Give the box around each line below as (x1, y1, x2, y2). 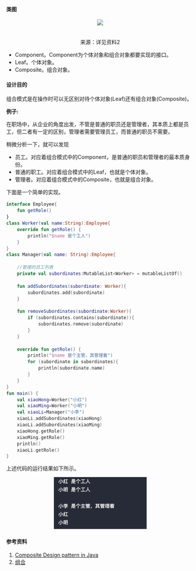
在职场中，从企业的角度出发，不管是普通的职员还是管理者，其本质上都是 (6, 121, 183, 128)
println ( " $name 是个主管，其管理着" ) (27, 352, 113, 358)
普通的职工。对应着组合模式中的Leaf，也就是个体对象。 (14, 168, 152, 176)
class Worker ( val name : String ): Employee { (6, 220, 111, 226)
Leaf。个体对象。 (14, 59, 58, 66)
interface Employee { (6, 201, 58, 207)
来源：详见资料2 (80, 39, 120, 46)
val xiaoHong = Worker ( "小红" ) (17, 397, 88, 403)
